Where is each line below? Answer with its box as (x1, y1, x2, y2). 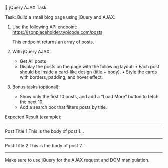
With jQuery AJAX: (12, 49, 51, 54)
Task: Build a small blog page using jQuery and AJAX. (5, 14, 116, 20)
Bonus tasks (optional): (12, 84, 60, 90)
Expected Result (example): (5, 114, 62, 120)
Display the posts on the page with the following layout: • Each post (19, 64, 160, 69)
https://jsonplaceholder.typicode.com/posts (12, 29, 103, 35)
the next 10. (19, 99, 44, 105)
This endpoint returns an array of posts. (12, 39, 95, 45)
